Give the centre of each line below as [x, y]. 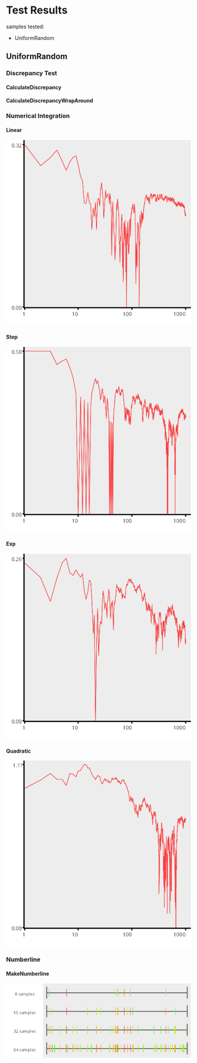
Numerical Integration [38, 116]
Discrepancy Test [32, 73]
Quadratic [18, 751]
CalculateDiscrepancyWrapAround [50, 101]
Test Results [37, 10]
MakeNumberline [28, 973]
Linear [14, 130]
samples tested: [26, 27]
